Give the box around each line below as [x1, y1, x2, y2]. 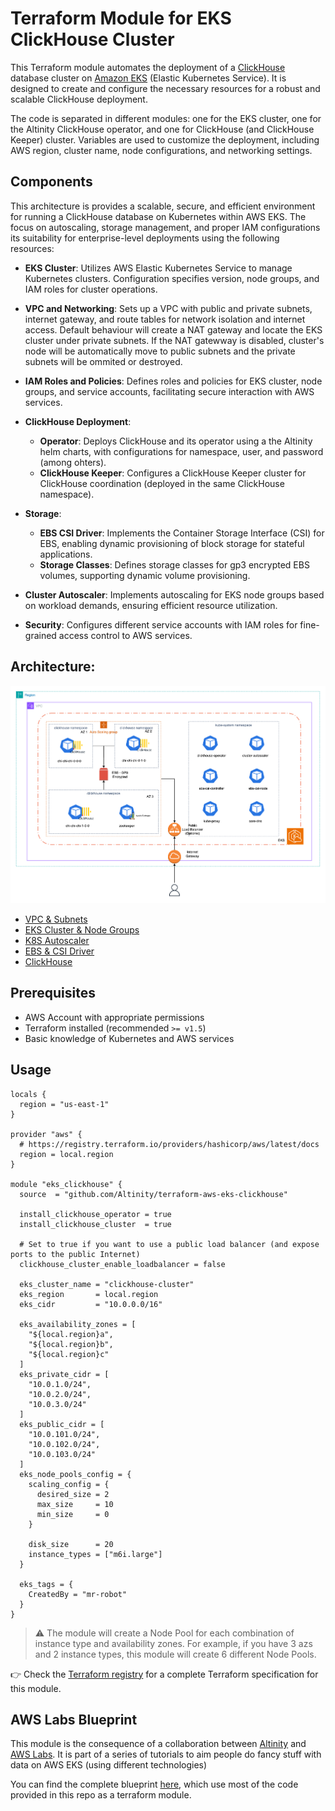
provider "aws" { [10, 1129, 83, 1139]
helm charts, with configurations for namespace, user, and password [39, 445, 324, 457]
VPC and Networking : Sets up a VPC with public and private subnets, [24, 302, 313, 314]
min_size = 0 [36, 1509, 110, 1519]
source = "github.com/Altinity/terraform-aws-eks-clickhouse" [19, 1189, 288, 1199]
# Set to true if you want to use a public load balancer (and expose [19, 1239, 320, 1249]
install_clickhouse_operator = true [19, 1209, 172, 1219]
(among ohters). [39, 456, 107, 468]
